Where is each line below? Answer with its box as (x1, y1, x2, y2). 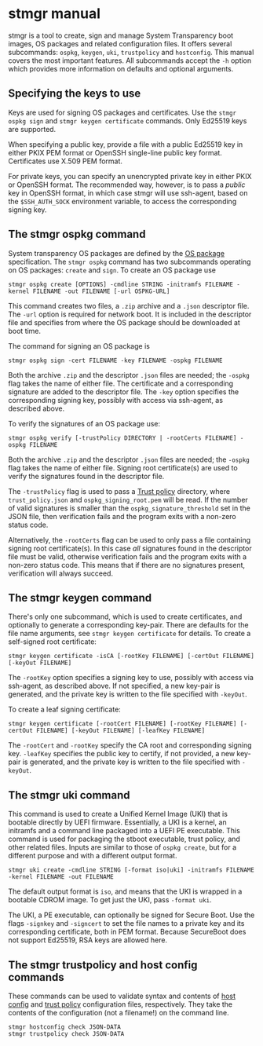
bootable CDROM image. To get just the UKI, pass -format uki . (8, 895, 212, 905)
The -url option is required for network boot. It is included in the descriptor (8, 309, 252, 319)
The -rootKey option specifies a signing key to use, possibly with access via (8, 673, 254, 682)
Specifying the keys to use (8, 87, 141, 101)
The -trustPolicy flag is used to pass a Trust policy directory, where (8, 486, 230, 496)
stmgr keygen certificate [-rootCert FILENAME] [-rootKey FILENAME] (8, 720, 237, 728)
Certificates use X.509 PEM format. (8, 156, 123, 166)
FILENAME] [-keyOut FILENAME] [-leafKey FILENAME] (36, 727, 206, 735)
